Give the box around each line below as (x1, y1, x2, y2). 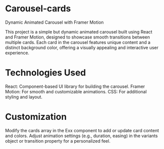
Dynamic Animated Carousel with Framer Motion (5, 19, 104, 25)
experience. (5, 50, 30, 56)
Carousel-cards (5, 3, 71, 14)
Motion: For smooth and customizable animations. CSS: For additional (5, 88, 147, 94)
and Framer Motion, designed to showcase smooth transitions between (5, 34, 150, 40)
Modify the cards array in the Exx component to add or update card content (5, 127, 159, 133)
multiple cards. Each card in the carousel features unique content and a (5, 39, 151, 45)
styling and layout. (5, 94, 43, 100)
